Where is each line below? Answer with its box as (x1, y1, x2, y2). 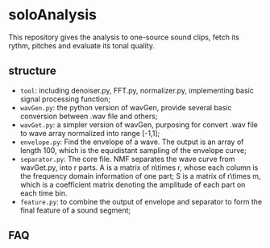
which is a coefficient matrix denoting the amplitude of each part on (19, 180, 246, 189)
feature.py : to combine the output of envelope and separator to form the (19, 196, 263, 206)
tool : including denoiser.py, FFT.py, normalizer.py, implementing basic (19, 85, 254, 95)
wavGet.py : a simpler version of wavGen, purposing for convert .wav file (19, 119, 258, 130)
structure (8, 64, 56, 78)
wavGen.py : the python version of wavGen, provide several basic (19, 102, 232, 112)
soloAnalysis (8, 6, 97, 24)
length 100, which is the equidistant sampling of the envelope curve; (19, 145, 247, 155)
